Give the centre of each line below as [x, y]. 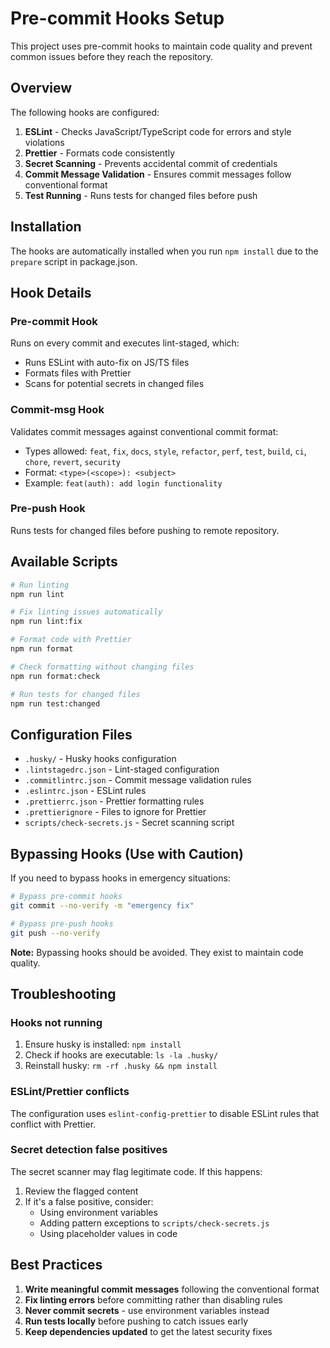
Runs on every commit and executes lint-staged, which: [125, 343]
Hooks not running [56, 1022]
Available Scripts [64, 562]
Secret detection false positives [89, 1150]
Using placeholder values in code [108, 1233]
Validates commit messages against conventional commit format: [144, 431]
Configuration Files [71, 734]
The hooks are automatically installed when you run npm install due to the [164, 251]
